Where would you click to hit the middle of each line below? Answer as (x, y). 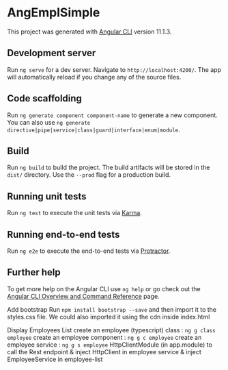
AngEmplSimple (54, 13)
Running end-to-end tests (63, 234)
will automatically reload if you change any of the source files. (94, 77)
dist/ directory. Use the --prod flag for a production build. (89, 175)
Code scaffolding (44, 98)
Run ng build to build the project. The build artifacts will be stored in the (109, 168)
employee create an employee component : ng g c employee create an (104, 337)
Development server (52, 53)
